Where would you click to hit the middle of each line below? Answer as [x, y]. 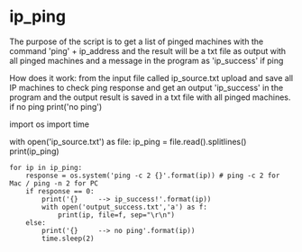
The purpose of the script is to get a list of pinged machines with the [137, 41]
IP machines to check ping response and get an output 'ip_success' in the [146, 87]
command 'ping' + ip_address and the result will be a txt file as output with [148, 50]
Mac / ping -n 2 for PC [54, 183]
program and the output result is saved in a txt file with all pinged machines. [150, 97]
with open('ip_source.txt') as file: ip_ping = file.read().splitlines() [128, 141]
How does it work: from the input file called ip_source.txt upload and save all [151, 77]
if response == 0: [60, 191]
